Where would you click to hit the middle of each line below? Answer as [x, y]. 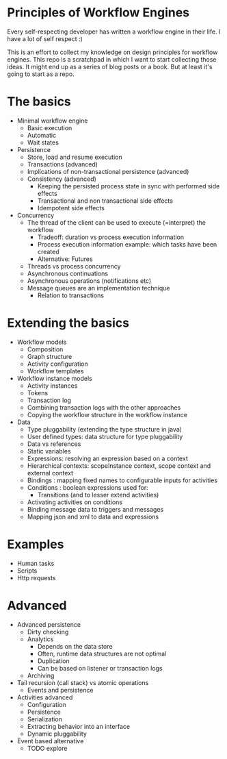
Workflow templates [55, 371]
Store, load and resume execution [75, 157]
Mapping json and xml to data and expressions [93, 517]
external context [50, 473]
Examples [36, 544]
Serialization [45, 719]
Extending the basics [68, 323]
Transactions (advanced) [62, 164]
